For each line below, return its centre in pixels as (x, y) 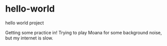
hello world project (25, 23)
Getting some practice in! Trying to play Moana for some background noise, (83, 32)
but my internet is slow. (29, 38)
